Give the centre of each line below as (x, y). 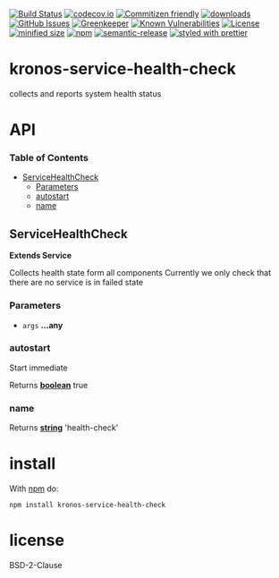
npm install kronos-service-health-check (88, 506)
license (37, 540)
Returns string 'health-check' (64, 428)
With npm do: (34, 489)
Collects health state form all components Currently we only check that (140, 273)
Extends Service (41, 256)
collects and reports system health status (85, 93)
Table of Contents (49, 158)
